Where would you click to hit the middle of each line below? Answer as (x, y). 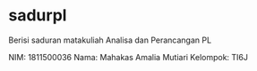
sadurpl (38, 16)
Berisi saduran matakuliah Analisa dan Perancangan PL (110, 40)
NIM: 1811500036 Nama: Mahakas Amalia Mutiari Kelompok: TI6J (128, 57)
